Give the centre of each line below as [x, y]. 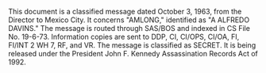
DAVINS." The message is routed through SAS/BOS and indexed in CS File [129, 28]
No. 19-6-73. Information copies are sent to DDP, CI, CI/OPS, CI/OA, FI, [124, 36]
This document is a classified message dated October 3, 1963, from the [125, 12]
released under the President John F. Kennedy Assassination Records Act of [133, 54]
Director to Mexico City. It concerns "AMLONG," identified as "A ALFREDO [129, 20]
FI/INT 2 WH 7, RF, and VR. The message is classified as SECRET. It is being [132, 45]
